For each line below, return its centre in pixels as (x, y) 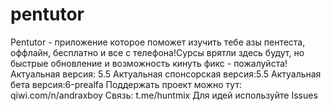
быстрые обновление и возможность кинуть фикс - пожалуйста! (149, 63)
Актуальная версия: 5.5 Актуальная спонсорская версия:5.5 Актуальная (166, 74)
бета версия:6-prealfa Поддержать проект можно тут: (126, 84)
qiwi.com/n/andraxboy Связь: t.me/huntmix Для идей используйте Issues (164, 95)
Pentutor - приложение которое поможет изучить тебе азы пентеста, (158, 42)
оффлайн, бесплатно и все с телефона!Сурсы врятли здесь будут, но (157, 52)
